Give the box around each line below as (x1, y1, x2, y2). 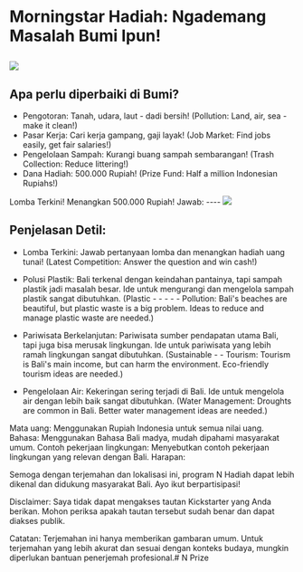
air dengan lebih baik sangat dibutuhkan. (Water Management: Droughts (22, 396, 292, 406)
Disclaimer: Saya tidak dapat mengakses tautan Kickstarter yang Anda (9, 496, 271, 507)
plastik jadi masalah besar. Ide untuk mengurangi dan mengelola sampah (22, 283, 294, 294)
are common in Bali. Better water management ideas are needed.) (22, 405, 269, 415)
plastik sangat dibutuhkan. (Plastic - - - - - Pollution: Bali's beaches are (22, 292, 288, 304)
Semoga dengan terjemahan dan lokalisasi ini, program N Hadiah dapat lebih (9, 469, 295, 480)
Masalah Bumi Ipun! (9, 25, 161, 46)
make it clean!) (22, 120, 79, 130)
